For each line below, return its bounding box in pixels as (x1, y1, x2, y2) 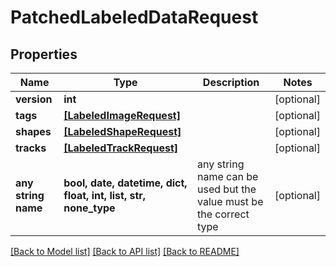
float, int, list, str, (63, 189, 147, 202)
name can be (197, 170, 259, 183)
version (15, 92, 53, 106)
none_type (63, 201, 116, 215)
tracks (15, 141, 47, 155)
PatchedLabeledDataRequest (10, 6, 259, 29)
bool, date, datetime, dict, (63, 176, 188, 190)
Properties (10, 46, 78, 63)
